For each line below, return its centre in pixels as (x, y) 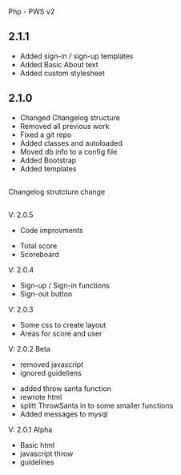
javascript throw (46, 454)
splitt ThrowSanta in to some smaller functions (97, 406)
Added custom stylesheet (62, 73)
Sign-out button (46, 294)
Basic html (37, 445)
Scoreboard (39, 255)
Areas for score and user (61, 334)
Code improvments (51, 231)
